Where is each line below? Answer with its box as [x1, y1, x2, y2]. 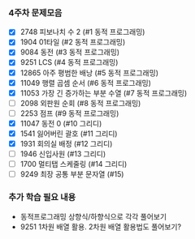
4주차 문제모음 [8, 6, 63, 18]
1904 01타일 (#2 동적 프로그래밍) [19, 37, 126, 47]
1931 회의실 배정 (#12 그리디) [19, 139, 113, 148]
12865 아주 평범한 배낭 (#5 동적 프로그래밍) [19, 67, 158, 78]
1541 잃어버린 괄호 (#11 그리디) [19, 128, 118, 139]
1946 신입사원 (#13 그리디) [19, 149, 106, 159]
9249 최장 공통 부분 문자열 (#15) [19, 169, 124, 179]
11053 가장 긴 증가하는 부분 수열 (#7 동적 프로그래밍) [19, 87, 188, 98]
